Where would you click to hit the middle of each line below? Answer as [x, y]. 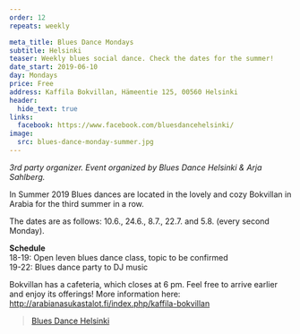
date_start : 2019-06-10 [54, 67]
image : [21, 134]
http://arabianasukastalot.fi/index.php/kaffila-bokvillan [110, 303]
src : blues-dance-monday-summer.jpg [86, 142]
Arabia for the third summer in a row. [77, 203]
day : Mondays [34, 76]
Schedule [28, 248]
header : [24, 100]
